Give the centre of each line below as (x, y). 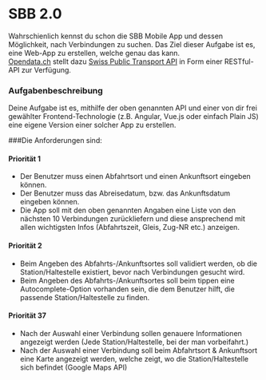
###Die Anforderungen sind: (55, 141)
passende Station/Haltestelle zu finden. (85, 297)
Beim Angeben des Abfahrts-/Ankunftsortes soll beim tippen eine (127, 280)
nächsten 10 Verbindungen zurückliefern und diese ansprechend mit (133, 219)
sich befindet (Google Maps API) (73, 367)
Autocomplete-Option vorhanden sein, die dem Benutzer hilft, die (127, 289)
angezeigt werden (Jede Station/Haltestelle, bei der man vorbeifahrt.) (134, 342)
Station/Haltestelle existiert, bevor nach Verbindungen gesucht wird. (132, 271)
